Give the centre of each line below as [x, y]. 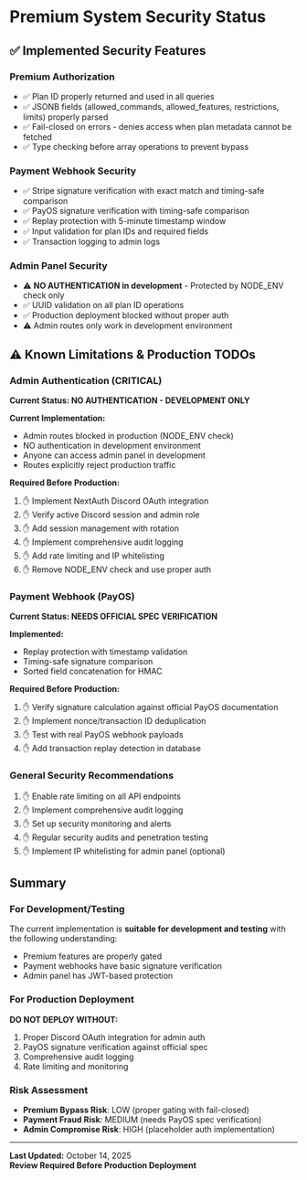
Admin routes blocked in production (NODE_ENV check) [128, 436]
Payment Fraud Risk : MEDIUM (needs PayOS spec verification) [142, 1120]
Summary [38, 883]
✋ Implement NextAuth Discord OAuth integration [116, 501]
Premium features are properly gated [92, 956]
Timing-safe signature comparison [88, 662]
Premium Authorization [63, 77]
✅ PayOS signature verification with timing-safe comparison [136, 211]
